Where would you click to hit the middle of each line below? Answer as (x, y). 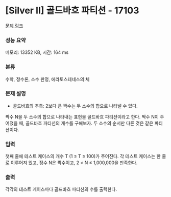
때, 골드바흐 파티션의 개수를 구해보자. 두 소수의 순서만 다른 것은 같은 (86, 123)
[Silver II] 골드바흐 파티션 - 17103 (72, 11)
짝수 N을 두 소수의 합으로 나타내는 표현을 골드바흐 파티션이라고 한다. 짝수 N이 (82, 116)
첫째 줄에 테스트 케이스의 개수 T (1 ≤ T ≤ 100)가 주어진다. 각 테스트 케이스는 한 (83, 156)
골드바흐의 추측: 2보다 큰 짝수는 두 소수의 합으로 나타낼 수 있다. (75, 106)
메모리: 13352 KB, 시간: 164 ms (37, 52)
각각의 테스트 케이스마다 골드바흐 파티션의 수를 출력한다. (61, 189)
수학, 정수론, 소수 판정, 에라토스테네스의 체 (47, 79)
